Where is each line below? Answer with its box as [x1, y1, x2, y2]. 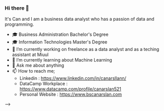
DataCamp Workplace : [19, 81, 68, 87]
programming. [5, 21, 34, 27]
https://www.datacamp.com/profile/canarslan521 [19, 86, 122, 92]
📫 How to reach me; [12, 68, 55, 74]
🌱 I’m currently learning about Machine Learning [12, 57, 113, 63]
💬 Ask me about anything [12, 63, 64, 69]
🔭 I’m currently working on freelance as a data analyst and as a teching [12, 46, 159, 52]
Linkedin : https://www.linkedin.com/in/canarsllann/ [19, 75, 127, 81]
